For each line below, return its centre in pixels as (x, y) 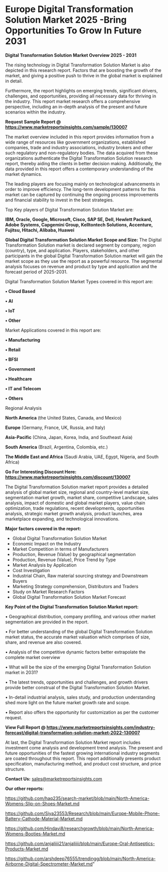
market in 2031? (22, 672)
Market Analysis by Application (44, 565)
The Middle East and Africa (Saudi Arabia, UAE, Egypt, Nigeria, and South (82, 457)
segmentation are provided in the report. (47, 622)
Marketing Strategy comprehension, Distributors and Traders (75, 586)
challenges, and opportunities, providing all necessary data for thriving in (81, 96)
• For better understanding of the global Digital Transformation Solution (79, 631)
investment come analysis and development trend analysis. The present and (84, 747)
